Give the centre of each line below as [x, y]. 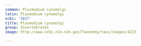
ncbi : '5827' [18, 18]
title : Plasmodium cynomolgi [35, 23]
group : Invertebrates [27, 28]
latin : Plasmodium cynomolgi [35, 14]
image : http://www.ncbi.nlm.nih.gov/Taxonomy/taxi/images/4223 [71, 32]
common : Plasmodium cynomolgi [36, 9]
